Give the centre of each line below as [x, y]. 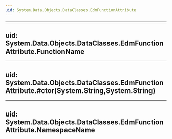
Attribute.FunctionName [45, 52]
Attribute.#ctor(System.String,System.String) [80, 91]
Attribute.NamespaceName [50, 130]
